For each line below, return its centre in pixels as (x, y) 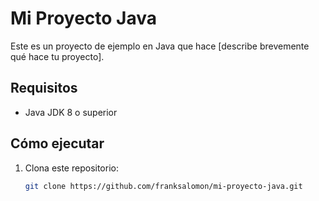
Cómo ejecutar (57, 143)
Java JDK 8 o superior (71, 112)
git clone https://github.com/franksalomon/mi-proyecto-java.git (163, 186)
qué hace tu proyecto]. (57, 56)
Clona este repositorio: (71, 168)
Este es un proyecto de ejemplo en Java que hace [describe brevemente (160, 46)
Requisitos (44, 88)
